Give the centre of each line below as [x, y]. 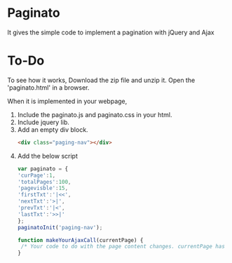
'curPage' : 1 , [36, 175]
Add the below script [48, 156]
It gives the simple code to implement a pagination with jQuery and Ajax [111, 32]
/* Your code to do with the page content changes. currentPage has [123, 247]
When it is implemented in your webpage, [67, 101]
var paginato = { [43, 169]
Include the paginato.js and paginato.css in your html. [95, 114]
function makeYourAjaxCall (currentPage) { [80, 240]
